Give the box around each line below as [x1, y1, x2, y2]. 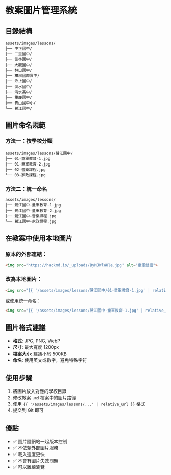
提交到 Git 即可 [12, 407, 44, 414]
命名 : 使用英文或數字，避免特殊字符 [12, 357, 87, 363]
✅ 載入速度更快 [12, 451, 45, 458]
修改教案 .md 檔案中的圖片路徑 [12, 395, 77, 401]
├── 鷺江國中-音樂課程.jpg [5, 213, 57, 218]
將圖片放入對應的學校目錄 [12, 388, 67, 395]
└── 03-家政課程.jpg [5, 172, 46, 177]
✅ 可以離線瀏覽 [12, 464, 45, 470]
